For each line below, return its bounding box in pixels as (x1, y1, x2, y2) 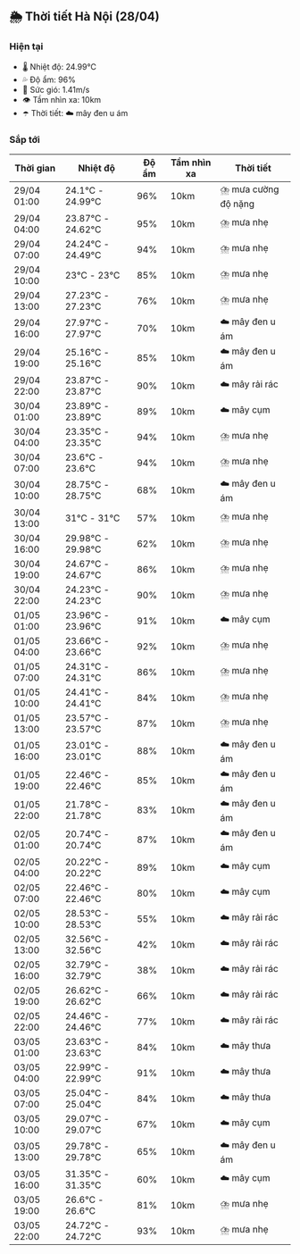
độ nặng (220, 197, 255, 210)
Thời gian (14, 162, 56, 174)
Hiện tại (9, 40, 44, 53)
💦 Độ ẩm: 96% (21, 74, 76, 85)
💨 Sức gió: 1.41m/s (21, 84, 90, 95)
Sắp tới (9, 133, 40, 146)
